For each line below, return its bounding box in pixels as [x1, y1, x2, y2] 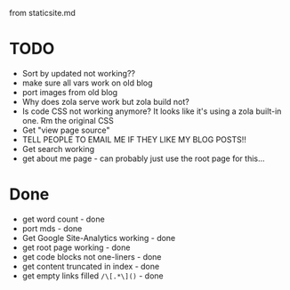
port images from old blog [21, 86, 118, 97]
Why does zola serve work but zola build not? [21, 96, 189, 107]
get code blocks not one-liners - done [21, 251, 162, 262]
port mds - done [21, 222, 83, 234]
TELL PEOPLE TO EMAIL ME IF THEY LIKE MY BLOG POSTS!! [21, 133, 247, 145]
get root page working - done [21, 242, 131, 253]
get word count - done [21, 213, 105, 224]
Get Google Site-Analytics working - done [21, 232, 176, 243]
